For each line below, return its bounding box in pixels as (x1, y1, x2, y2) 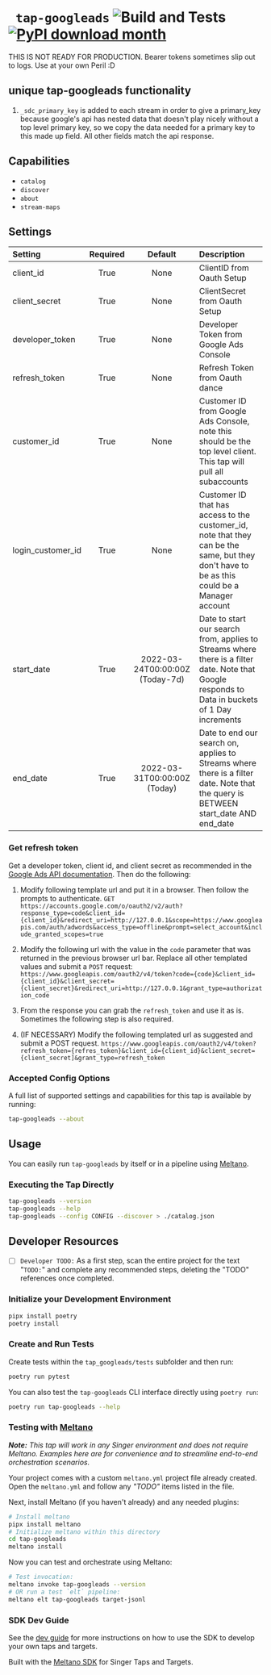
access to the (198, 509, 250, 520)
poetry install (8, 1319, 60, 1327)
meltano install (8, 1543, 63, 1551)
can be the (198, 540, 240, 551)
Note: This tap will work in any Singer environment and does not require (8, 1440, 248, 1450)
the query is (198, 787, 244, 799)
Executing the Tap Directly (8, 1179, 115, 1190)
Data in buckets (198, 694, 258, 705)
